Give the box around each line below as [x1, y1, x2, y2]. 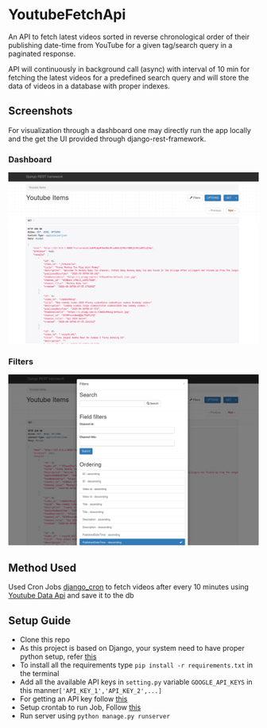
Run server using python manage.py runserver [19, 711, 171, 721]
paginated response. [8, 49, 76, 58]
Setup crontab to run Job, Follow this [19, 703, 141, 712]
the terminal [19, 669, 60, 679]
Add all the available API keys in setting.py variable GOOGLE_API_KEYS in [19, 677, 253, 687]
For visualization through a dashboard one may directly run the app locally [8, 125, 252, 135]
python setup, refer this [19, 652, 97, 662]
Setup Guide [8, 613, 72, 627]
